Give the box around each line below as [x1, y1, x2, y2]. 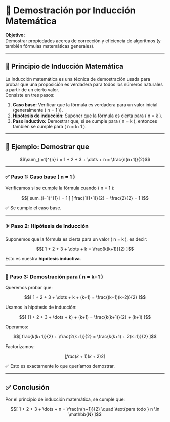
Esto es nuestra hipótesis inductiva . [5, 256, 81, 262]
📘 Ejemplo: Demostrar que [5, 143, 90, 151]
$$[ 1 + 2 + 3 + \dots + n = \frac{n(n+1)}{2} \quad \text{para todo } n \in [10, 406, 160, 412]
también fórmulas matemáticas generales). [5, 43, 95, 49]
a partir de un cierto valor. [5, 86, 59, 93]
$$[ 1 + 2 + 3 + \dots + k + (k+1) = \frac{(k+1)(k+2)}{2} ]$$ [24, 294, 146, 300]
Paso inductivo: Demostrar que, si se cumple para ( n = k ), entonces [12, 118, 158, 124]
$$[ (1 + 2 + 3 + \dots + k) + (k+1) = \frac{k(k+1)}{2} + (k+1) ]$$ [19, 314, 151, 320]
